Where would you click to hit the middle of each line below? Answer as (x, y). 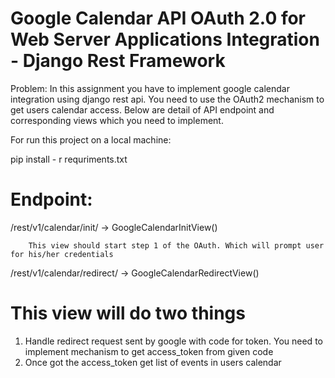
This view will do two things (128, 313)
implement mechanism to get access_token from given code (149, 351)
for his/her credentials (62, 254)
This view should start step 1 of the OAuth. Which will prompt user (176, 245)
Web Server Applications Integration (165, 39)
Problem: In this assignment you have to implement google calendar (150, 88)
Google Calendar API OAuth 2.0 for (158, 18)
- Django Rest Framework (118, 61)
